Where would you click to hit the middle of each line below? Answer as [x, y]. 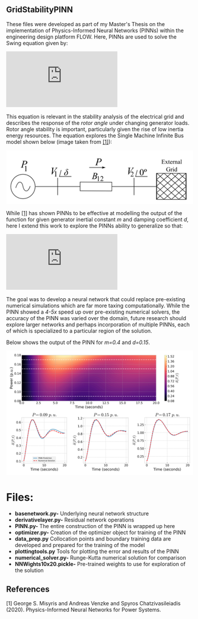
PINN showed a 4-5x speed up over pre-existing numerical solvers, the [93, 312]
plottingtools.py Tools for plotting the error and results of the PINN [97, 551]
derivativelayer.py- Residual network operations [74, 520]
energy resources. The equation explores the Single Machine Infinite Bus [95, 135]
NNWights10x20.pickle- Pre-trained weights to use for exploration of [100, 564]
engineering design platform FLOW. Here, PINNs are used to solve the [91, 37]
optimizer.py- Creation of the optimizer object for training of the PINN [100, 533]
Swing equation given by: [37, 43]
